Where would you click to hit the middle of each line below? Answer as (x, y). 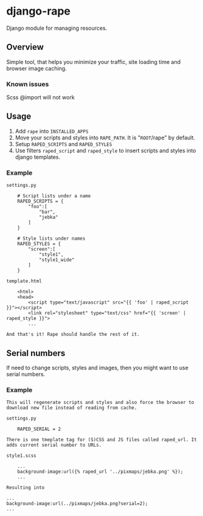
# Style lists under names (51, 239)
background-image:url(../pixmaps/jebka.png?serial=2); (77, 504)
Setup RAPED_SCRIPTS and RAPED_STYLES (64, 144)
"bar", (47, 212)
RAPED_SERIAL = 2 (39, 429)
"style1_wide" (57, 260)
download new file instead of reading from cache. (72, 408)
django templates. (38, 157)
